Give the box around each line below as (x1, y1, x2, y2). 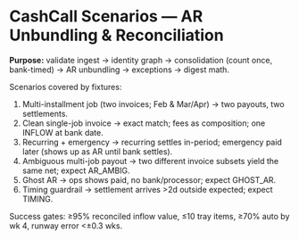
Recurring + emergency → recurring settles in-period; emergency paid (21, 137, 283, 147)
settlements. (21, 108, 69, 119)
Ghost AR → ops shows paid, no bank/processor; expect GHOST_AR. (21, 174, 277, 185)
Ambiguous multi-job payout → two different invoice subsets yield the (21, 155, 279, 166)
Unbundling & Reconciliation (9, 25, 225, 46)
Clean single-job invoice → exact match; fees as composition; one (21, 118, 266, 128)
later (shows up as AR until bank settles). (21, 145, 173, 157)
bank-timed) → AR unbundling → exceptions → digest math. (9, 64, 230, 75)
